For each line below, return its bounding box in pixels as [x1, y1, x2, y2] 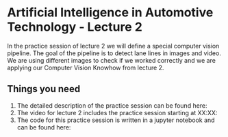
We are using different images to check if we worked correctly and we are [7, 56, 216, 64]
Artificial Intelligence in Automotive [7, 5, 214, 20]
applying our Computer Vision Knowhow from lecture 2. [7, 63, 164, 72]
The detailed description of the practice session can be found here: [16, 101, 207, 110]
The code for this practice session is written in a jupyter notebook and [16, 116, 215, 124]
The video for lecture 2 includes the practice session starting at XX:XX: [16, 108, 218, 117]
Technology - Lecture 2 [7, 19, 142, 35]
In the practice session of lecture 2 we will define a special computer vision [7, 42, 220, 50]
